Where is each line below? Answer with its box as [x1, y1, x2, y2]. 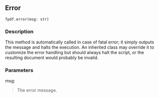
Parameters [5, 67, 33, 74]
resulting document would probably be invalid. [5, 55, 99, 60]
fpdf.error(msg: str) [5, 17, 49, 21]
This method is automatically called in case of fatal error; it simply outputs [5, 39, 154, 45]
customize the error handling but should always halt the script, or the [5, 50, 144, 56]
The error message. [17, 87, 57, 93]
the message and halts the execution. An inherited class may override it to [5, 44, 155, 50]
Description [5, 28, 34, 35]
